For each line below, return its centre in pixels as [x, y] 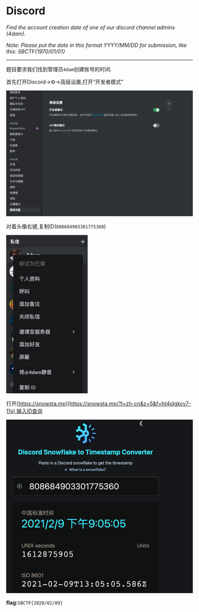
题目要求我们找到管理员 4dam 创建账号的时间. [59, 69]
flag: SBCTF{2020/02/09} [35, 603]
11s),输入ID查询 [24, 411]
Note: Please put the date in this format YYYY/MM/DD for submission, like [97, 45]
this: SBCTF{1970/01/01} [36, 51]
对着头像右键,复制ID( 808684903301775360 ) [56, 227]
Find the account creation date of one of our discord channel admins [91, 27]
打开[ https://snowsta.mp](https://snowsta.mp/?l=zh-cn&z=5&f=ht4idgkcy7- [99, 404]
